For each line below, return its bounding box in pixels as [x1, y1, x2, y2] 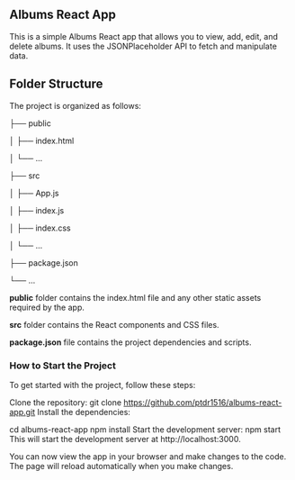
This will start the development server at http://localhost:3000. [9, 433, 241, 444]
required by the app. [9, 302, 85, 312]
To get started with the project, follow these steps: [9, 379, 196, 390]
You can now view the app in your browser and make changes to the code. [9, 450, 287, 462]
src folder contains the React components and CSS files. [9, 319, 219, 330]
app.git [9, 406, 36, 417]
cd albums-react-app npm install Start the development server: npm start [9, 423, 282, 435]
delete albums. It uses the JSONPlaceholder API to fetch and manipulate [9, 41, 277, 51]
